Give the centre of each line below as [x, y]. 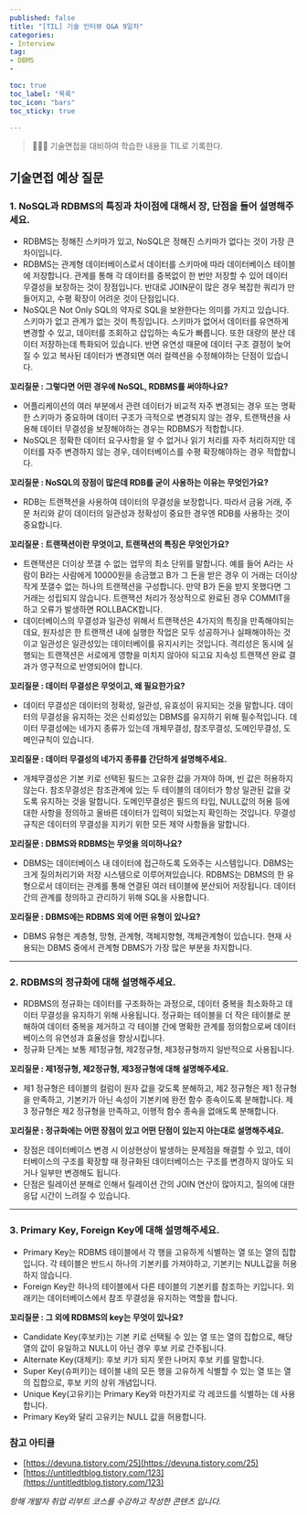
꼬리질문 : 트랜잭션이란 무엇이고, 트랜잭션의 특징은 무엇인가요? [120, 544]
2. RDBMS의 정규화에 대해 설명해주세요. [93, 982]
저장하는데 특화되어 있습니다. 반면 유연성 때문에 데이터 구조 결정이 [157, 345]
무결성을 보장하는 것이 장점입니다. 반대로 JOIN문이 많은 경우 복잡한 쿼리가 [154, 287]
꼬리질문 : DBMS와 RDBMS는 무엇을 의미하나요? [96, 844]
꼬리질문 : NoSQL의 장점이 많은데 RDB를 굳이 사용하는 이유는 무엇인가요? [139, 483]
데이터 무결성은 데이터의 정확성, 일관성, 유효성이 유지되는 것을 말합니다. [149, 706]
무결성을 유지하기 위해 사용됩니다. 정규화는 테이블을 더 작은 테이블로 [160, 1015]
